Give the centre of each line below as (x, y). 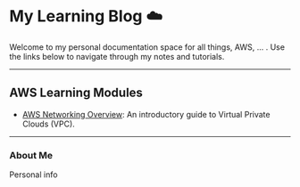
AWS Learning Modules (76, 93)
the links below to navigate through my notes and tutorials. (117, 56)
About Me (31, 155)
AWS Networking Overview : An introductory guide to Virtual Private (146, 114)
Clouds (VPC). (49, 124)
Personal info (33, 175)
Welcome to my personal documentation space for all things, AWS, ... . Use (147, 47)
